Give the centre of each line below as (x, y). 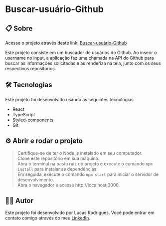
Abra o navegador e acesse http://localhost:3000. (69, 185)
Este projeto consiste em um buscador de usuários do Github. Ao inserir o (81, 53)
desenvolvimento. (36, 179)
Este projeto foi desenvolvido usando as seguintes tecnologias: (70, 99)
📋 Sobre (19, 28)
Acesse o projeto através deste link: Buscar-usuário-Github (66, 43)
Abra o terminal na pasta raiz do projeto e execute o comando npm (85, 163)
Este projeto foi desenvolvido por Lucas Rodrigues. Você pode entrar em (80, 213)
